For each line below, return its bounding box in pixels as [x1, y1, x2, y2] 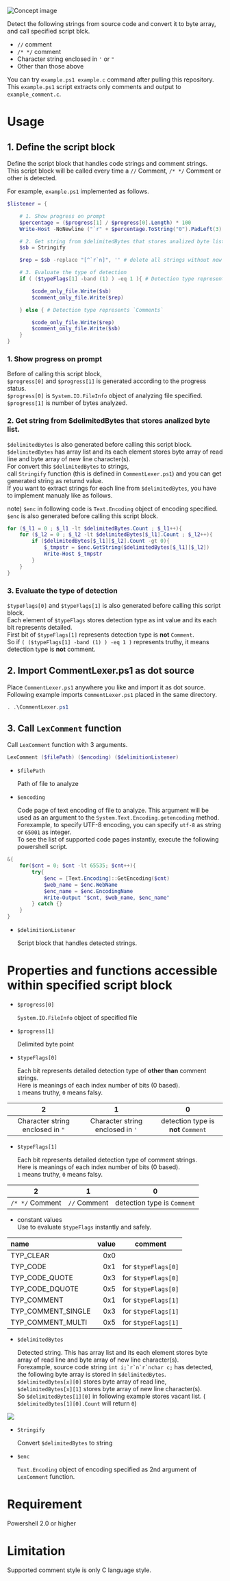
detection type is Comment [115, 1198, 196, 1208]
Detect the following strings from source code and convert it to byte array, [7, 20, 217, 27]
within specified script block [7, 977, 172, 993]
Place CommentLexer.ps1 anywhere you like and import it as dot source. [7, 683, 206, 691]
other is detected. [7, 174, 57, 182]
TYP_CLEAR [10, 1251, 50, 1260]
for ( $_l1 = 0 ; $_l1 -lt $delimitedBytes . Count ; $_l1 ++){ [7, 525, 183, 532]
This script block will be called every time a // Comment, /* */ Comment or [7, 167, 221, 175]
